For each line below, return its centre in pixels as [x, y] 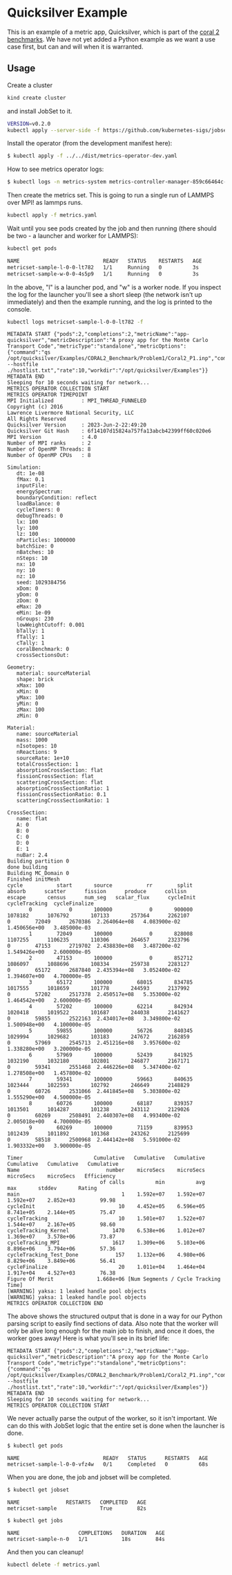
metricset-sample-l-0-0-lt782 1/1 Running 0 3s [103, 267]
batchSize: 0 [35, 546]
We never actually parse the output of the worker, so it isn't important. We [112, 1419]
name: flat [32, 819]
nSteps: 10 [32, 559]
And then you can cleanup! [46, 1552]
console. [20, 309]
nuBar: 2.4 [32, 855]
